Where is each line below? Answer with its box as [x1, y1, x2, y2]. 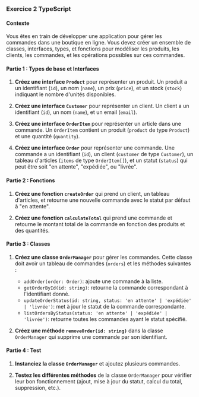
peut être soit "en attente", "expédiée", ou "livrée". [14, 163, 138, 170]
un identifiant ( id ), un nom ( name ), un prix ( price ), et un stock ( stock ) [14, 85, 182, 92]
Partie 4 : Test [6, 347, 42, 354]
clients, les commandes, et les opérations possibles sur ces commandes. [6, 52, 185, 59]
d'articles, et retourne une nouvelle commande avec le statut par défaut [14, 196, 191, 204]
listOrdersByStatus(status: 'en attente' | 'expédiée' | [23, 310, 168, 316]
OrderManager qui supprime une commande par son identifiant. [14, 333, 168, 340]
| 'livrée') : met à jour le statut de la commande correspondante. [23, 303, 186, 310]
